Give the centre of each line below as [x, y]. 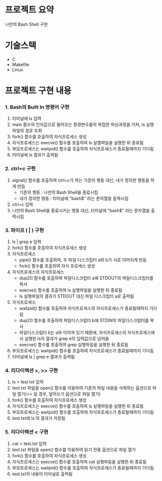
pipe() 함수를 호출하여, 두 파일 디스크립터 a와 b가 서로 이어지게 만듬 [83, 260]
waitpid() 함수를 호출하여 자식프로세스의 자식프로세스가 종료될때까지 [84, 308]
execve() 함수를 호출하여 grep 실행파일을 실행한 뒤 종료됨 [74, 344]
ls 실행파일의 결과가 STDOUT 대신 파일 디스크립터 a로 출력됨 [77, 296]
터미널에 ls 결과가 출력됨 [35, 155]
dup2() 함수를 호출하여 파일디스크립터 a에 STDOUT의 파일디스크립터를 [86, 278]
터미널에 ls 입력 [27, 119]
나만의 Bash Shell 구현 [27, 24]
